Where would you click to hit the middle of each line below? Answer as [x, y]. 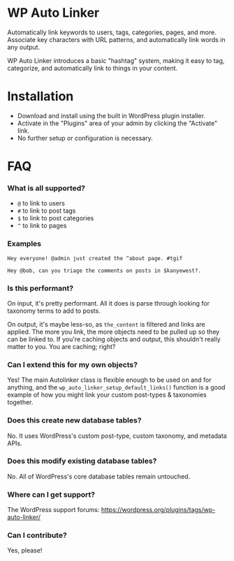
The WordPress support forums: [53, 510]
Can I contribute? [37, 535]
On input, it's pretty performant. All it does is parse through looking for [108, 303]
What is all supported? [46, 188]
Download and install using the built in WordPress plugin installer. [111, 115]
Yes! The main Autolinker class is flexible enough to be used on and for [109, 380]
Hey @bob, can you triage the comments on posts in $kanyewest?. [104, 271]
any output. [24, 47]
